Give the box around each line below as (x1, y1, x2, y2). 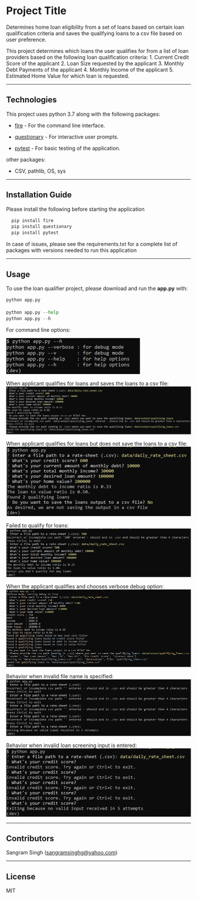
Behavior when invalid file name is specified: (6, 672, 114, 679)
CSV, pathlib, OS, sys (14, 167, 66, 174)
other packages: (6, 156, 46, 163)
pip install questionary (11, 224, 72, 230)
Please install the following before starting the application (6, 206, 145, 213)
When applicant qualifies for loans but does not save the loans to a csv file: (6, 440, 188, 447)
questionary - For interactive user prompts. (14, 133, 119, 140)
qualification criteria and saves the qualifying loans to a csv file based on (6, 29, 182, 36)
